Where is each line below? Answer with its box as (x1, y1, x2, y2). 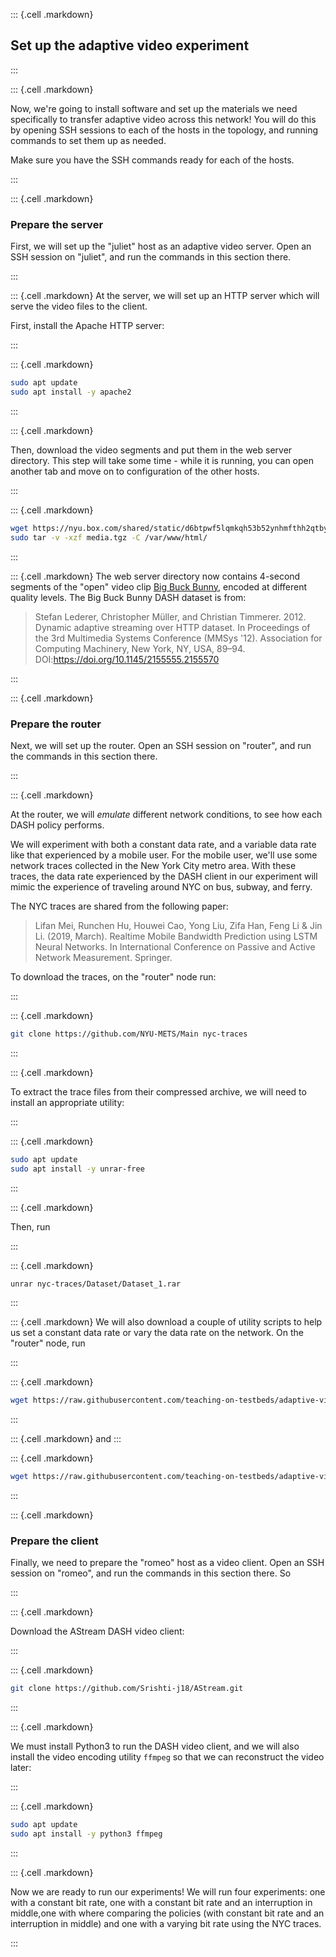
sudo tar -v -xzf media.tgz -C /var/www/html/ (10, 532, 208, 543)
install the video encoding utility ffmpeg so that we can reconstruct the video (10, 1751, 325, 1763)
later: (10, 1762, 32, 1774)
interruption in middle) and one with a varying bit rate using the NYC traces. (10, 1918, 322, 1930)
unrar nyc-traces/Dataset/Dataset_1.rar (10, 1279, 182, 1289)
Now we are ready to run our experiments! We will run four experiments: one (10, 1886, 326, 1898)
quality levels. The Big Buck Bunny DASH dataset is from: (10, 591, 247, 603)
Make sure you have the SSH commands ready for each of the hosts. (10, 154, 295, 166)
